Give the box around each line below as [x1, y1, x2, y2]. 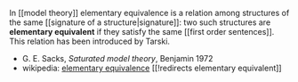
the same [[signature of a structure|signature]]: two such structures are [9, 17, 271, 28]
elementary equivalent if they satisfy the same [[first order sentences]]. [9, 27, 275, 37]
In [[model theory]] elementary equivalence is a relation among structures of [9, 8, 290, 18]
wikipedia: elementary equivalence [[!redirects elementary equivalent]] [21, 62, 282, 73]
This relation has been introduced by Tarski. [9, 36, 171, 46]
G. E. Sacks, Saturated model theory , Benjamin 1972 [21, 53, 213, 63]
